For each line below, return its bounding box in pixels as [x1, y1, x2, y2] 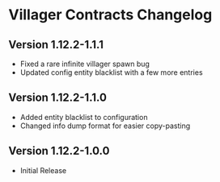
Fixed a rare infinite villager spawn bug [19, 59, 150, 68]
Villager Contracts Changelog [8, 6, 213, 24]
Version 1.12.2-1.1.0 [8, 91, 108, 105]
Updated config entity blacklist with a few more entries [19, 68, 204, 77]
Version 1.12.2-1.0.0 [8, 144, 110, 158]
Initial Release [19, 165, 67, 175]
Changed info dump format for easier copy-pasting [19, 121, 191, 130]
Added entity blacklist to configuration [19, 112, 148, 122]
